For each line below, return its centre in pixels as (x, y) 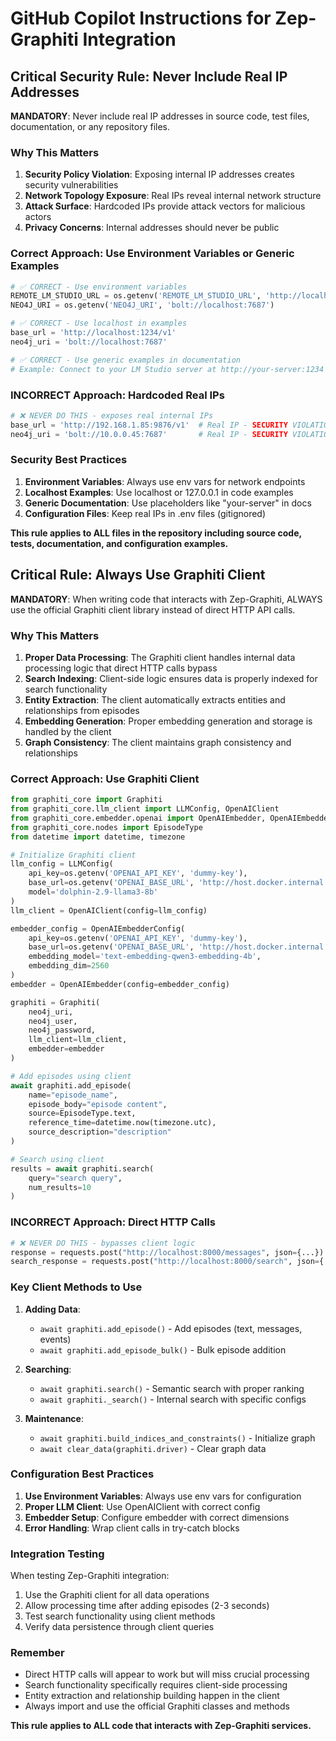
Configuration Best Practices (82, 1474)
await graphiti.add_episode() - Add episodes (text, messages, (171, 1328)
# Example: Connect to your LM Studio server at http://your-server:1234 (167, 369)
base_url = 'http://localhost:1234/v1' (93, 333)
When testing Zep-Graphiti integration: (90, 1576)
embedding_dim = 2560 (69, 966)
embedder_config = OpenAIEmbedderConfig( (98, 928)
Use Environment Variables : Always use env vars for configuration (163, 1496)
